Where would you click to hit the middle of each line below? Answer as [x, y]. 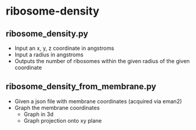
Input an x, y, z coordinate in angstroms [64, 48]
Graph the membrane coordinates [57, 108]
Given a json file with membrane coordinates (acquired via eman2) [98, 101]
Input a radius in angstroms [49, 55]
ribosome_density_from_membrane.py [81, 87]
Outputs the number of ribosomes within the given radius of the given [102, 61]
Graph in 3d [38, 114]
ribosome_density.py [47, 34]
